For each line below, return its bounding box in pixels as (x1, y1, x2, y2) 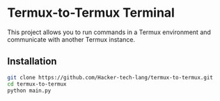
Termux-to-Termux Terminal (7, 5, 175, 21)
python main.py (7, 87, 52, 94)
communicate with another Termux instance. (7, 35, 136, 43)
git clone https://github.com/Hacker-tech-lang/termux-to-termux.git (7, 74, 214, 81)
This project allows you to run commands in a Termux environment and (7, 28, 211, 36)
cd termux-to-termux (7, 80, 68, 88)
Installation (7, 56, 57, 68)
